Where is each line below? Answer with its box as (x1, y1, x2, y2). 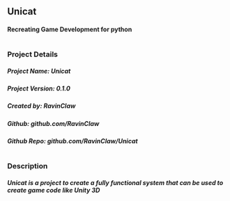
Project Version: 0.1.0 (7, 84, 71, 93)
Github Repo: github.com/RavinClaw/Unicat (7, 137, 138, 145)
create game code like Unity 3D (7, 186, 100, 194)
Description (7, 161, 48, 171)
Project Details (7, 49, 58, 59)
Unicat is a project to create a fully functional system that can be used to (7, 178, 224, 186)
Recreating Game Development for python (7, 25, 132, 33)
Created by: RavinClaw (7, 102, 76, 110)
